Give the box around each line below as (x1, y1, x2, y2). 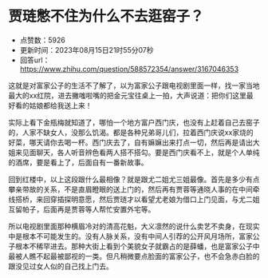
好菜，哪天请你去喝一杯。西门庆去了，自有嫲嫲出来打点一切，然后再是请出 (8, 137, 253, 147)
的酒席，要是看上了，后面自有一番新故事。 (8, 157, 148, 167)
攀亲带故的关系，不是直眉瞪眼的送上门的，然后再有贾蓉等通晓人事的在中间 (8, 185, 253, 194)
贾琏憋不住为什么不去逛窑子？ (8, 7, 205, 26)
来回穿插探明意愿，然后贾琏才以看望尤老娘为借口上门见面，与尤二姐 (35, 194, 260, 204)
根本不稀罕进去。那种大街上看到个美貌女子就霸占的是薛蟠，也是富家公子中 (14, 241, 260, 251)
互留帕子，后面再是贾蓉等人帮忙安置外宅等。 (8, 205, 156, 214)
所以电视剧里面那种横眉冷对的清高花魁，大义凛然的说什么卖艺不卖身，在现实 (8, 221, 260, 231)
